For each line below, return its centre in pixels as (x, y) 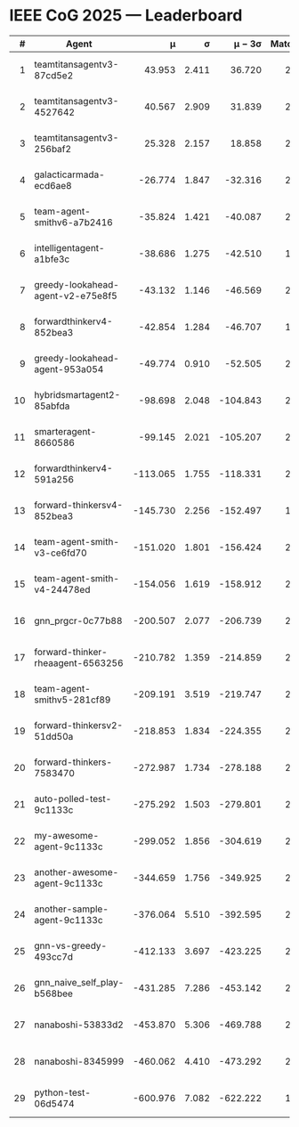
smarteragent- (65, 431)
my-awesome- (67, 835)
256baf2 (53, 149)
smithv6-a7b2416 (73, 222)
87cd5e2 (54, 75)
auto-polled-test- (73, 799)
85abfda (52, 406)
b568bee (54, 993)
